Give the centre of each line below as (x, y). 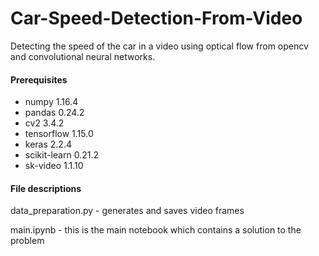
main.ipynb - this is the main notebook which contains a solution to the (156, 230)
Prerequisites (39, 79)
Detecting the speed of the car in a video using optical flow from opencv (159, 46)
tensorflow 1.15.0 (59, 134)
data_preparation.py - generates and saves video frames (127, 211)
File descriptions (46, 188)
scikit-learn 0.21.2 (61, 155)
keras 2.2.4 (48, 144)
